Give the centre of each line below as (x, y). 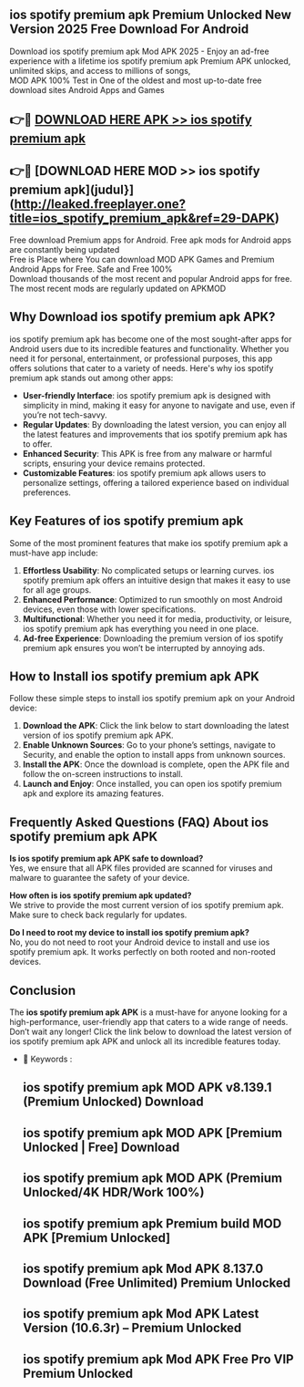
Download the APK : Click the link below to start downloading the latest (156, 726)
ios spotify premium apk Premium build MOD (152, 1223)
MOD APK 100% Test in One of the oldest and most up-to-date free (136, 80)
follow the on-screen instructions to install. (103, 774)
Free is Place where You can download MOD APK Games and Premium (142, 260)
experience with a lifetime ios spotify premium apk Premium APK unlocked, (150, 61)
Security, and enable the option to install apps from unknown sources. (154, 755)
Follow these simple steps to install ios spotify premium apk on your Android (152, 699)
